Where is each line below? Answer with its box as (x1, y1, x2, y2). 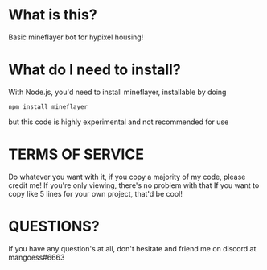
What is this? (8, 6, 98, 24)
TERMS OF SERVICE (8, 145, 145, 164)
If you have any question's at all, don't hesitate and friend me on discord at (8, 243, 257, 253)
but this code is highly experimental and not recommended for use (8, 117, 229, 127)
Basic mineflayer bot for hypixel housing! (8, 32, 144, 42)
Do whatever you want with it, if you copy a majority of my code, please (8, 172, 246, 181)
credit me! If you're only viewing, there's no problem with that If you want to (8, 180, 260, 190)
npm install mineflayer (8, 102, 88, 110)
